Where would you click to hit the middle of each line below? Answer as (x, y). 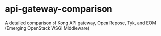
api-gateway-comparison (59, 9)
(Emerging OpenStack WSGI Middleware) (47, 28)
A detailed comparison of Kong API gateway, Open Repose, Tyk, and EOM (80, 23)
